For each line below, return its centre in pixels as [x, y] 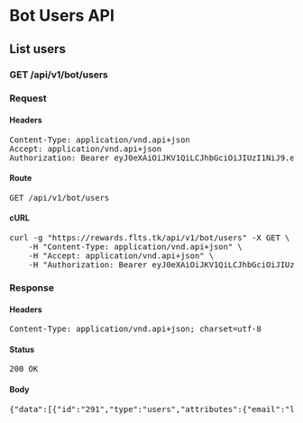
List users [37, 49]
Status [22, 349]
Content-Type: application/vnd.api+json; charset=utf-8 [135, 329]
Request [28, 98]
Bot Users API [62, 16]
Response [32, 287]
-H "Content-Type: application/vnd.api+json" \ [136, 247]
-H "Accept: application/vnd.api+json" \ [121, 256]
